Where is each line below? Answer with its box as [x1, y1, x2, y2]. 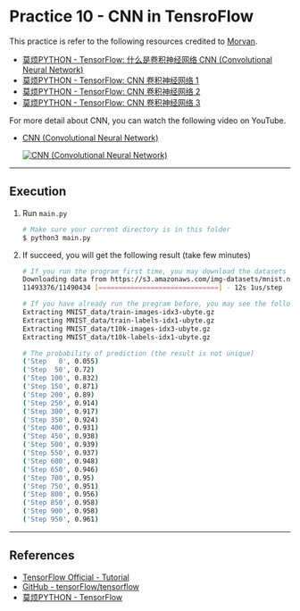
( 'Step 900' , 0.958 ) [21, 506, 99, 515]
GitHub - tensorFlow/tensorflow [21, 581, 140, 591]
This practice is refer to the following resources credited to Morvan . [9, 36, 258, 46]
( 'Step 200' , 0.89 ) [21, 390, 96, 399]
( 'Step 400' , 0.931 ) [21, 423, 99, 432]
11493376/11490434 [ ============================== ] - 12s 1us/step [21, 283, 283, 292]
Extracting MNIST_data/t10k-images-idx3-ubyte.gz [21, 324, 212, 333]
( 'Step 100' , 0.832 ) [21, 373, 99, 383]
